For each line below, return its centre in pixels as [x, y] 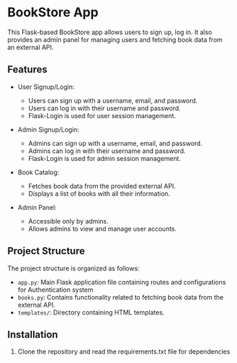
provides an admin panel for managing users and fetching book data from [115, 39]
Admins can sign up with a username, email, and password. [115, 143]
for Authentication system [55, 290]
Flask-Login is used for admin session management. [104, 158]
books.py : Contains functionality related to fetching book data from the [120, 297]
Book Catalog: [38, 172]
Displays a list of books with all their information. [99, 194]
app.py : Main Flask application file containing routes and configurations [122, 282]
